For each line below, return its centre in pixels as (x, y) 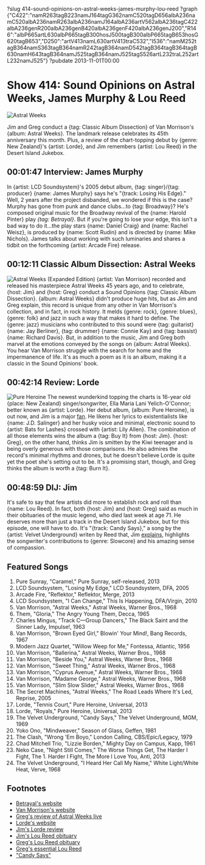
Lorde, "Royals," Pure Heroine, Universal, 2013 (74, 711)
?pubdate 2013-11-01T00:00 (84, 61)
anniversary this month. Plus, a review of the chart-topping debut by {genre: (102, 140)
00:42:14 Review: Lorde (53, 382)
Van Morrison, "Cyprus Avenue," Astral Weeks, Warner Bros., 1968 (99, 672)
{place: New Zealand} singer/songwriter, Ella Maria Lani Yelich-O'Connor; (99, 404)
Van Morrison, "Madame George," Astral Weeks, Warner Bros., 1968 (101, 679)
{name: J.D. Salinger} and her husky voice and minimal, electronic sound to (101, 423)
